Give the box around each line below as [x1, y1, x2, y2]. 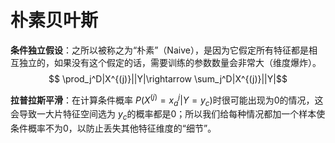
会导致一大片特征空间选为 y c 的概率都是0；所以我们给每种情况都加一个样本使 [10, 108, 326, 123]
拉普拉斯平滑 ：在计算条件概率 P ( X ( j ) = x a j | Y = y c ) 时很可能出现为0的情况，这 [10, 92, 324, 108]
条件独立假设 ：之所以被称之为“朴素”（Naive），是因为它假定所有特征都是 [10, 44, 309, 56]
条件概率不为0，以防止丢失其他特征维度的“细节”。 [10, 122, 217, 135]
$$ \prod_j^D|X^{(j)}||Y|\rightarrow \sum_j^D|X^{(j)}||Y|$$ [48, 72, 288, 85]
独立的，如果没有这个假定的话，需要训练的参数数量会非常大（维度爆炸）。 [18, 56, 322, 68]
